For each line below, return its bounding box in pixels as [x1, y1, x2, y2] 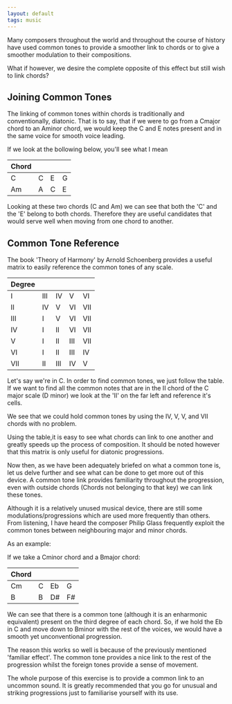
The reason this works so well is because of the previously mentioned [7, 646, 206, 654]
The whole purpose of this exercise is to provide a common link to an [7, 674, 204, 682]
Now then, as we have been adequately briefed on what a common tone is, [7, 461, 221, 470]
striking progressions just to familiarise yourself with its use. [7, 689, 179, 697]
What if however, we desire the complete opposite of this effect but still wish [7, 64, 226, 72]
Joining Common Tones [7, 91, 112, 103]
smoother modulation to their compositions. [7, 50, 132, 59]
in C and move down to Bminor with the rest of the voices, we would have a [7, 625, 222, 633]
